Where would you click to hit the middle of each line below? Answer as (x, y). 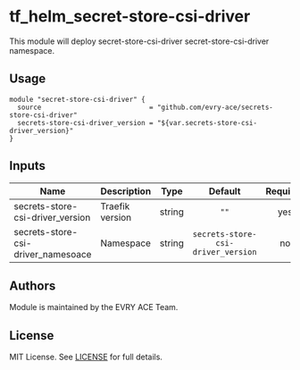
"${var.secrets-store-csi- (207, 122)
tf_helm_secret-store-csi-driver (130, 17)
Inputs (28, 166)
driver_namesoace (53, 254)
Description (126, 191)
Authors (33, 286)
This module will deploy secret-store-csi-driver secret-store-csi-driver (139, 41)
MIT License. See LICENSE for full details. (86, 357)
